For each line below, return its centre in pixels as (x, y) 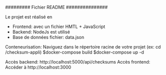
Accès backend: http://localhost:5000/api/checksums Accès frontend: (78, 62)
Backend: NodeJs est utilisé (41, 32)
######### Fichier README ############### (56, 7)
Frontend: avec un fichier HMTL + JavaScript (59, 26)
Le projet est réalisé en (29, 17)
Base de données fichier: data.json (48, 37)
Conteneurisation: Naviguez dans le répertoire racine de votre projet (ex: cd (83, 47)
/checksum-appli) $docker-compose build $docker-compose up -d (74, 52)
